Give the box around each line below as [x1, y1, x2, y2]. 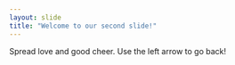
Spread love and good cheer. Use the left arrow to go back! [9, 45, 227, 56]
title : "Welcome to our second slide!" [9, 21, 158, 30]
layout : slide [9, 12, 62, 22]
